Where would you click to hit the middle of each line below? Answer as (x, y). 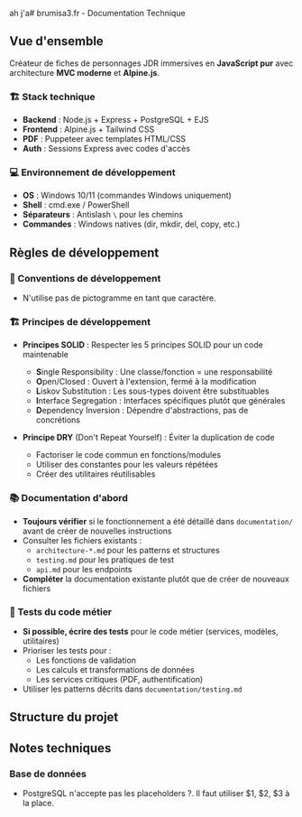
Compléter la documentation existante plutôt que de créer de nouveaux (156, 579)
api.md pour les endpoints (84, 569)
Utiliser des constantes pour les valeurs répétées (127, 465)
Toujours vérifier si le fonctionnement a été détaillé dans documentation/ (158, 521)
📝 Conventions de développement (85, 278)
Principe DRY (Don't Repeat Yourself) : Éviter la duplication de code (148, 438)
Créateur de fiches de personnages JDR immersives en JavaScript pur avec (151, 63)
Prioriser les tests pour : (67, 650)
